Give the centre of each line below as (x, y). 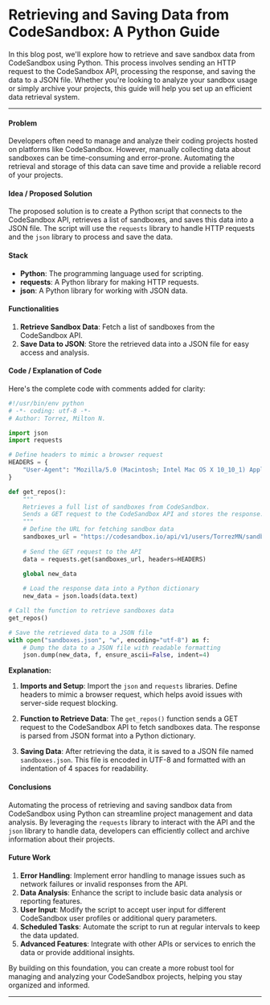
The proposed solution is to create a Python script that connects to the (125, 212)
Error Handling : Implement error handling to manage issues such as (133, 875)
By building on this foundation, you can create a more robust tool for (121, 968)
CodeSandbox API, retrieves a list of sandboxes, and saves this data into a (131, 220)
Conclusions (30, 787)
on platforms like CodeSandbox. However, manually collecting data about (130, 150)
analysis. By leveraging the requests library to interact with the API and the (132, 822)
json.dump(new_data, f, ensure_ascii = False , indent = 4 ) (117, 655)
